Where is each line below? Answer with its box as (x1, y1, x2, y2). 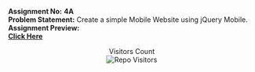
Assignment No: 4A (8, 7, 75, 16)
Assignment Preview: (8, 23, 80, 32)
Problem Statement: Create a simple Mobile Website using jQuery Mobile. (8, 15, 249, 24)
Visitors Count (108, 47, 155, 56)
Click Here (8, 31, 43, 41)
